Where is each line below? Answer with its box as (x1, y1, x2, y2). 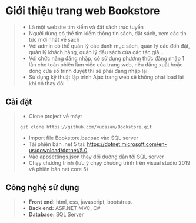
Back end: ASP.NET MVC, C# (28, 204, 101, 211)
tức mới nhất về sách (28, 36, 80, 43)
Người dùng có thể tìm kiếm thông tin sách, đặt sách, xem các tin (28, 29, 187, 36)
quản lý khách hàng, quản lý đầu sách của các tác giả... (28, 48, 164, 55)
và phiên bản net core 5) (28, 165, 89, 172)
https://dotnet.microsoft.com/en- (87, 140, 167, 148)
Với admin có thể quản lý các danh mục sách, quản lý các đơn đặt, (28, 42, 191, 49)
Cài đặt (5, 97, 32, 107)
